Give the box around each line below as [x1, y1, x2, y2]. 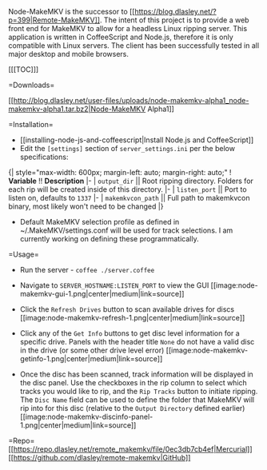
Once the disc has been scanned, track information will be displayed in [19, 369, 253, 379]
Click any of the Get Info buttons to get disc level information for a [19, 329, 240, 338]
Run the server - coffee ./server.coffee [19, 265, 155, 274]
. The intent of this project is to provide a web [99, 15, 249, 25]
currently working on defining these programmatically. [19, 234, 199, 243]
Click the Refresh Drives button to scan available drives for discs [19, 305, 235, 314]
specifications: [19, 152, 69, 161]
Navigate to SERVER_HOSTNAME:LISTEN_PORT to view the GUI [19, 281, 209, 290]
